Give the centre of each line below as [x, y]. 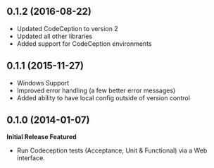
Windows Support [43, 83]
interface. [31, 158]
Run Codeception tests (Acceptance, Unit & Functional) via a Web [112, 150]
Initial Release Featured [42, 137]
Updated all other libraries [55, 36]
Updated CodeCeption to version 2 [67, 28]
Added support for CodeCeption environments [84, 43]
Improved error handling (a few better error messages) [96, 90]
